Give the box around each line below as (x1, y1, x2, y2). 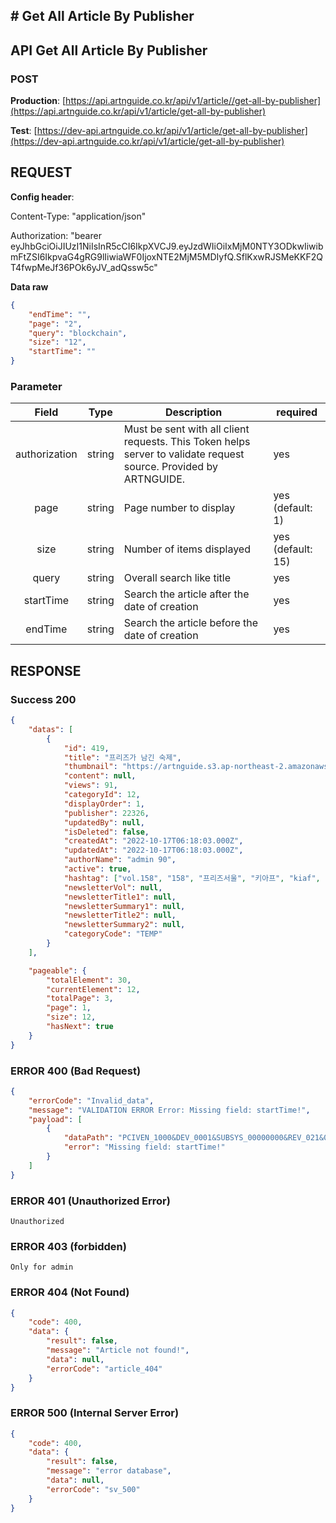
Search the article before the (123, 616, 259, 630)
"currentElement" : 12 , (46, 984, 141, 994)
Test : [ (10, 125, 38, 137)
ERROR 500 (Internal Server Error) (10, 1406, 180, 1420)
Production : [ (10, 95, 67, 107)
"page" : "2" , (28, 319, 83, 329)
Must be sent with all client (123, 422, 250, 436)
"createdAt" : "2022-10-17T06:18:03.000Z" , (63, 836, 244, 846)
